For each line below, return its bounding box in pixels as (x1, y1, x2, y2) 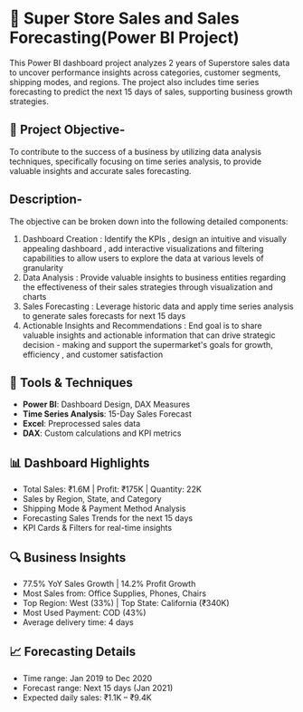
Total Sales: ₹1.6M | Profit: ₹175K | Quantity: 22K (22, 484, 202, 495)
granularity (22, 262, 63, 273)
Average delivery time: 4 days (22, 617, 134, 628)
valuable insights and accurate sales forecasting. (9, 165, 192, 176)
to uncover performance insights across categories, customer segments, (9, 67, 281, 78)
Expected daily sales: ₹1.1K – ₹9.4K (22, 692, 152, 703)
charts (22, 291, 47, 302)
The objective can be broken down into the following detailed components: (9, 216, 289, 226)
